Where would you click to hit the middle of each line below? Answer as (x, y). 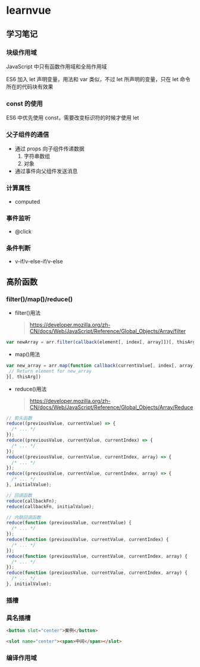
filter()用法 (28, 313)
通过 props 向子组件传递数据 (49, 149)
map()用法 (27, 354)
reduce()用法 (31, 389)
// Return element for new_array (50, 371)
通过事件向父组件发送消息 (46, 171)
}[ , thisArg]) (24, 377)
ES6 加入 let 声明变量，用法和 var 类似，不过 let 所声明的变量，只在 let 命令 (98, 79)
